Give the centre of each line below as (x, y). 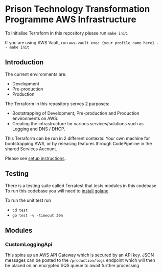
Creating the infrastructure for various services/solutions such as (78, 123)
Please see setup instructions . (35, 158)
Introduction (24, 62)
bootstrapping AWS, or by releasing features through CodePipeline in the (79, 143)
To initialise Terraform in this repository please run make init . (67, 33)
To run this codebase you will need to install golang (57, 191)
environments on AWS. (35, 118)
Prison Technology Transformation (78, 9)
